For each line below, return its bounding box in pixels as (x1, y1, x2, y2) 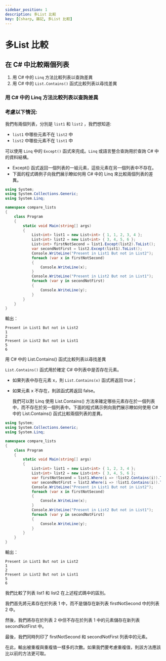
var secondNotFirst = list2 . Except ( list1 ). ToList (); (31, 247, 142, 251)
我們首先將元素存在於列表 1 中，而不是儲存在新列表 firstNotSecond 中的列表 (5, 601, 160, 607)
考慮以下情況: (5, 109, 38, 116)
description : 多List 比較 (5, 12, 56, 17)
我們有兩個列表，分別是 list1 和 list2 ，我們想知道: (5, 121, 112, 126)
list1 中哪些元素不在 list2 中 (12, 131, 73, 137)
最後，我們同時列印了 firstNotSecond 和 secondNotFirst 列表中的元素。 (5, 634, 150, 640)
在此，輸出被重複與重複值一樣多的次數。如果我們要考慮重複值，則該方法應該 (5, 644, 161, 650)
